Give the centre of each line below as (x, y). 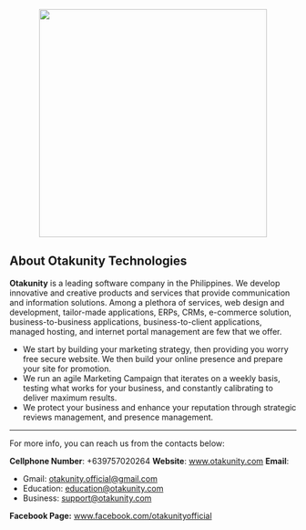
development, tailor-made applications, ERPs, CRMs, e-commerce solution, (151, 312)
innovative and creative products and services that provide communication (150, 293)
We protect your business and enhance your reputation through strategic (159, 407)
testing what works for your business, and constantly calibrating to (148, 388)
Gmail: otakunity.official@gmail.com (90, 478)
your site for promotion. (67, 369)
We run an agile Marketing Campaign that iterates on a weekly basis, (151, 378)
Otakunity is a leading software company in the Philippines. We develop (145, 283)
